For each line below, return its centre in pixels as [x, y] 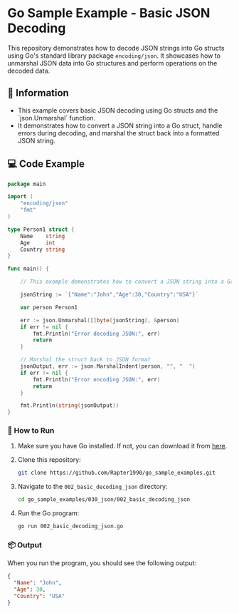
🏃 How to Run [31, 431]
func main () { [28, 269]
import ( [20, 197]
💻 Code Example [46, 164]
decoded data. [29, 71]
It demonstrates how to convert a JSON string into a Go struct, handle [120, 125]
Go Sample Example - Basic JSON [109, 13]
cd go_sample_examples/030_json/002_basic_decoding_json [104, 500]
